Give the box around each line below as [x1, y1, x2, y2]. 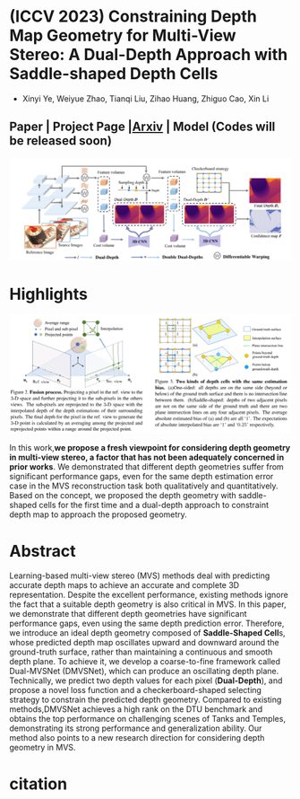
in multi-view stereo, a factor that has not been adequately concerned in [9, 452, 285, 463]
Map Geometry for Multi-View [9, 25, 236, 46]
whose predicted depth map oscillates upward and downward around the [9, 637, 279, 648]
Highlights [9, 284, 88, 304]
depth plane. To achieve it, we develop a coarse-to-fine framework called [9, 656, 280, 667]
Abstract [9, 540, 76, 561]
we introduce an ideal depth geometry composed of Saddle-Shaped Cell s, [9, 628, 286, 638]
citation [9, 774, 68, 794]
